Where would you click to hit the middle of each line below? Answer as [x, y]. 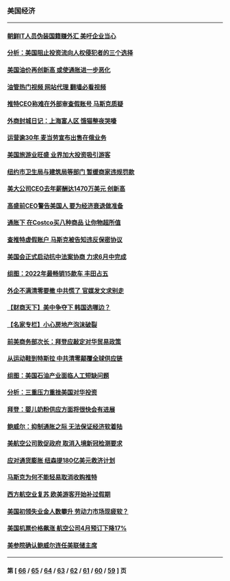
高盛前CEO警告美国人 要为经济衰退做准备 [65, 205]
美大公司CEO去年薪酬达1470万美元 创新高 [66, 189]
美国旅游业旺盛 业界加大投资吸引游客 [59, 155]
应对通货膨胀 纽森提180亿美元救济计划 [61, 460]
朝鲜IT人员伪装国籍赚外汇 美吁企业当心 [62, 36]
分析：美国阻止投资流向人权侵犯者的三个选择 [70, 53]
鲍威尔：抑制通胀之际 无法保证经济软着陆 [65, 426]
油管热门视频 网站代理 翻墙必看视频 [56, 86]
